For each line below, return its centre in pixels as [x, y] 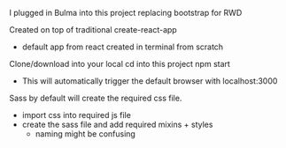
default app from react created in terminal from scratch [123, 47]
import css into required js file [76, 115]
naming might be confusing [85, 134]
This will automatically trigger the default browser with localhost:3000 [150, 81]
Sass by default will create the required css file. [96, 98]
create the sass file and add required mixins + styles [117, 124]
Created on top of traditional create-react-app [93, 30]
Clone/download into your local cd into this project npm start [120, 64]
